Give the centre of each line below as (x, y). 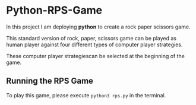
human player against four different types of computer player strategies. (94, 44)
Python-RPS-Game (54, 10)
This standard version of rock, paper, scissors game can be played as (91, 38)
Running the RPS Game (50, 81)
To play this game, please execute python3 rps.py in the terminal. (86, 95)
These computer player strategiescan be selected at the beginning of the (96, 56)
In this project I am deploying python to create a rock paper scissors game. (98, 27)
